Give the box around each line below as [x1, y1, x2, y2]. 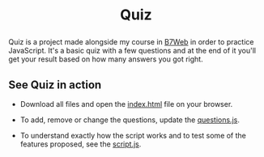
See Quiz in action [8, 78, 102, 91]
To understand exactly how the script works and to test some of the [19, 131, 247, 140]
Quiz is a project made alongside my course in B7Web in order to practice [8, 37, 254, 47]
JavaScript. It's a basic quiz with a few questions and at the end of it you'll [8, 46, 257, 56]
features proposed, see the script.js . [19, 139, 142, 149]
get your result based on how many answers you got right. [8, 54, 204, 64]
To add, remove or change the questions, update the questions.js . [19, 115, 241, 125]
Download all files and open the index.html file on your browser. [19, 100, 233, 108]
